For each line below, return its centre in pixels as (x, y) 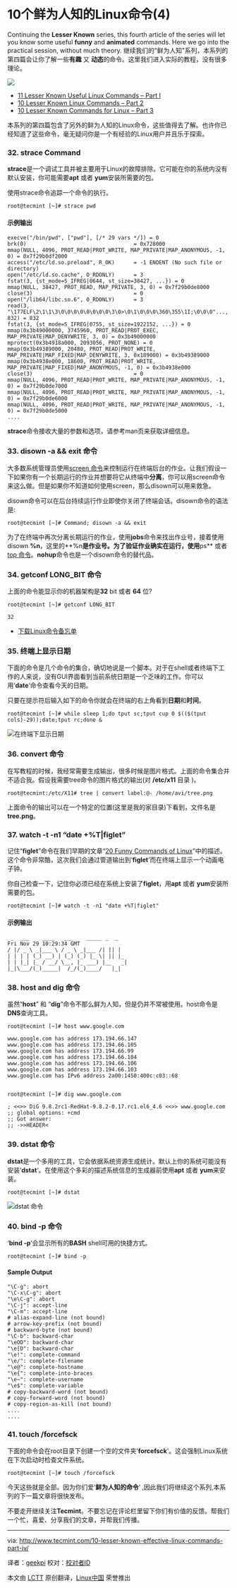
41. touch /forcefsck (42, 1435)
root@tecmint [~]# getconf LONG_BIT (61, 605)
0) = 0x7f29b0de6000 (38, 399)
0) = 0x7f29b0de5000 (38, 411)
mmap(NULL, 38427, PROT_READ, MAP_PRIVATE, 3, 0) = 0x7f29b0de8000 (109, 288)
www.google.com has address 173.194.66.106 (72, 1064)
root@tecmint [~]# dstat (44, 1192)
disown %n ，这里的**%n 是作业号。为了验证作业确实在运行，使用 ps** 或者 (117, 545)
